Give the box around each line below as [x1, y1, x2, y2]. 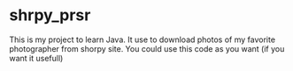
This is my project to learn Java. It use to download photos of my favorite [9, 34, 276, 45]
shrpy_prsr [9, 5, 91, 25]
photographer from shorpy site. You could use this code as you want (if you [9, 43, 285, 53]
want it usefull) [9, 53, 64, 63]
